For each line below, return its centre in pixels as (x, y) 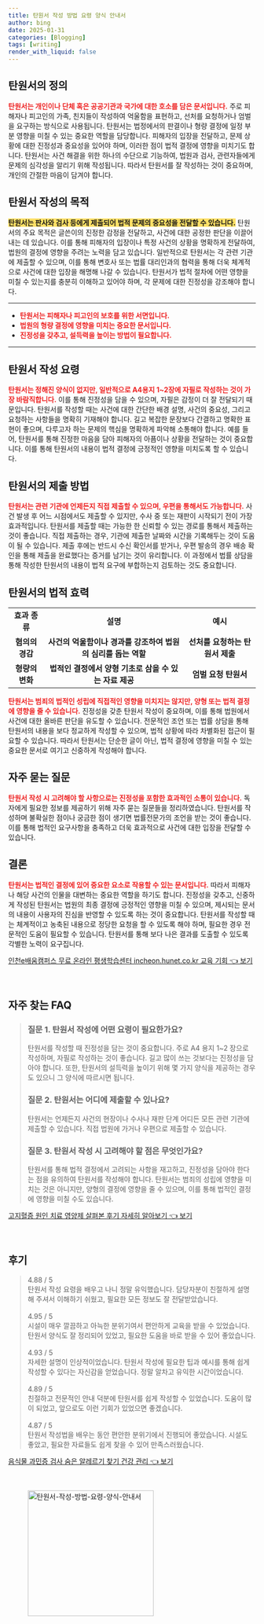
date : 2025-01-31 (37, 30)
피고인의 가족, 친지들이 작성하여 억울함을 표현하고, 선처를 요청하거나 (133, 116)
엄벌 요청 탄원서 (220, 674)
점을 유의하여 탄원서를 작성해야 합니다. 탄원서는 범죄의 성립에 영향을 (139, 1179)
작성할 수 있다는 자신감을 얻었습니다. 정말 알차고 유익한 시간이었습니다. (135, 1372)
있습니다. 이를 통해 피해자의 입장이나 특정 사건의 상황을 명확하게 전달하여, (143, 242)
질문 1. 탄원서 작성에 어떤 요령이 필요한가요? (105, 1029)
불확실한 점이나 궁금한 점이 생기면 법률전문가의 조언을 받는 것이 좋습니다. (140, 818)
